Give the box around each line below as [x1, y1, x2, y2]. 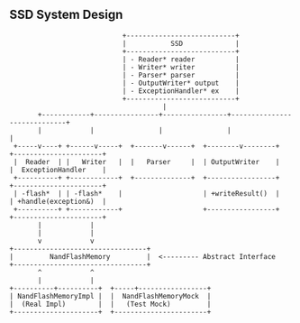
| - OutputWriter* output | [122, 78, 241, 88]
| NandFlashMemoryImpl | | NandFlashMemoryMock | [9, 291, 212, 300]
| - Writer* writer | [122, 62, 241, 71]
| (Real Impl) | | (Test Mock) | [9, 300, 212, 309]
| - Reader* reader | [122, 54, 241, 64]
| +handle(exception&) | [9, 197, 106, 206]
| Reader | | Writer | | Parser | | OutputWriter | [13, 157, 280, 166]
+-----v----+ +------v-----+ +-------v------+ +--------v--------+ [13, 142, 280, 151]
